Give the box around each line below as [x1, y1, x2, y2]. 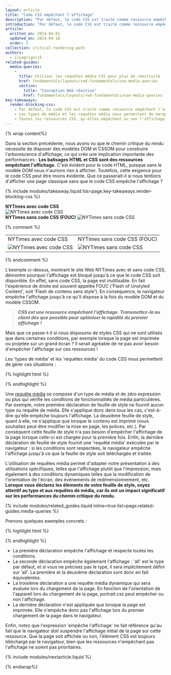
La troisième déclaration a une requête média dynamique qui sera [12, 580, 151, 586]
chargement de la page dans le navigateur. [12, 612, 103, 618]
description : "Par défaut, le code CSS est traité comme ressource [5, 17, 152, 22]
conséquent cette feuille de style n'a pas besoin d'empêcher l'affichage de [5, 428, 162, 435]
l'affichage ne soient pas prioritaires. [5, 644, 82, 650]
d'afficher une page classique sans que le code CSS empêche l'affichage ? [5, 178, 163, 184]
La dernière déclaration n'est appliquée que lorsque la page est [12, 602, 146, 608]
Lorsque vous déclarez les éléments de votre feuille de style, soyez [5, 482, 150, 488]
